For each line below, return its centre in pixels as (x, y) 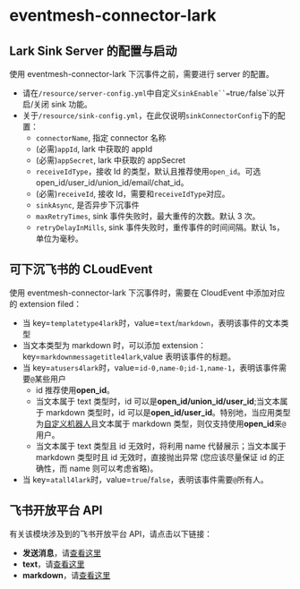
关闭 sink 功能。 (62, 104)
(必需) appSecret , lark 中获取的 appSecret (111, 160)
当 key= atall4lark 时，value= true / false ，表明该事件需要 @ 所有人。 (145, 479)
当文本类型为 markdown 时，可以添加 (91, 345)
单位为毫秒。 (59, 239)
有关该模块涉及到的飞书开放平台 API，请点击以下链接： (111, 534)
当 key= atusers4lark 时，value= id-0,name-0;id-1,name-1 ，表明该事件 (150, 367)
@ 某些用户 (48, 379)
